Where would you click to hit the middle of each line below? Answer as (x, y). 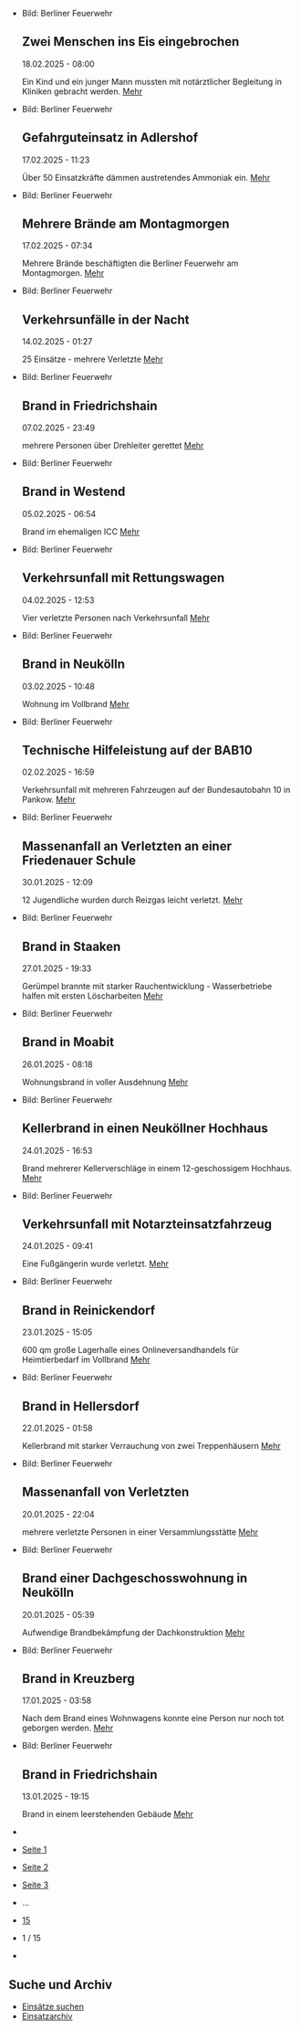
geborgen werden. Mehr (67, 1728)
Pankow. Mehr (49, 799)
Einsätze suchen (52, 2007)
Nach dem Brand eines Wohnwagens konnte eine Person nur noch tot (153, 1718)
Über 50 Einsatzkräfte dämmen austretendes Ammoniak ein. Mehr (146, 177)
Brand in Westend (73, 492)
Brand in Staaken (71, 946)
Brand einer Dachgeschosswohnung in (135, 1578)
